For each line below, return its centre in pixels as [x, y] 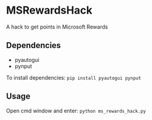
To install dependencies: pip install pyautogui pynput [74, 77]
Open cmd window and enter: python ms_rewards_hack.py [76, 110]
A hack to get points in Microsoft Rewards [57, 27]
